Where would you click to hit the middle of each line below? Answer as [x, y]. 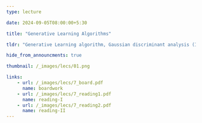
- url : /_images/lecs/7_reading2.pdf [64, 105]
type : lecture [24, 12]
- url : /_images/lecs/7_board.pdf [60, 83]
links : [14, 77]
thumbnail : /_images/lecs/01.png [48, 66]
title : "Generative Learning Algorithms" [59, 34]
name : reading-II [44, 111]
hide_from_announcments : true [44, 55]
